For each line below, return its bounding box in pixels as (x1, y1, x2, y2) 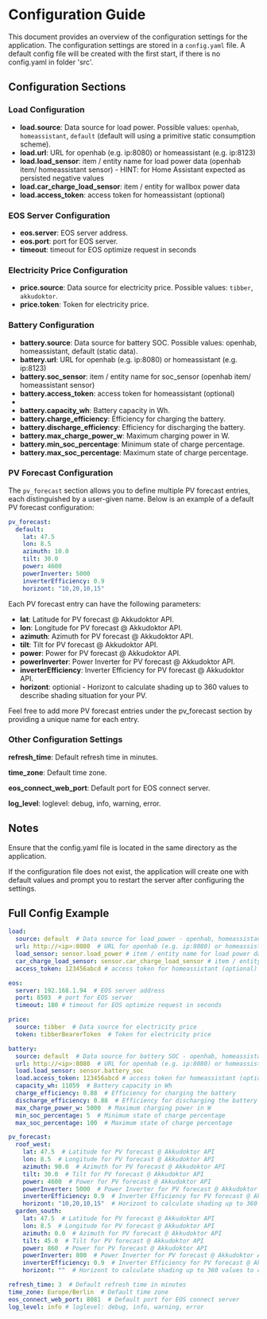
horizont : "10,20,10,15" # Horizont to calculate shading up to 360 (22, 1200, 258, 1208)
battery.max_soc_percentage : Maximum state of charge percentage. (19, 447, 249, 457)
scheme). (19, 139, 52, 149)
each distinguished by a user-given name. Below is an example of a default (8, 494, 254, 503)
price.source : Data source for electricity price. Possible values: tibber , (19, 283, 253, 292)
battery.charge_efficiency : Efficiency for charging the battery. (19, 414, 226, 423)
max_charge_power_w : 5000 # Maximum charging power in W (15, 1104, 212, 1112)
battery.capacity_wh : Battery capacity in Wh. (19, 405, 171, 415)
